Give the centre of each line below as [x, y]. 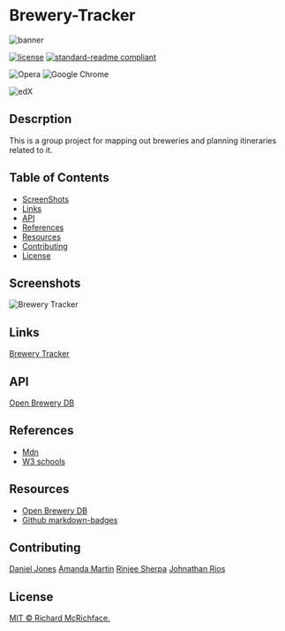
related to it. [31, 150]
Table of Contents [60, 178]
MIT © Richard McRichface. [60, 618]
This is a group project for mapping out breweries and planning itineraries [143, 140]
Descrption [41, 119]
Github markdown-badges [70, 519]
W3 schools [44, 461]
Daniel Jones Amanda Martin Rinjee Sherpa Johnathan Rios [117, 569]
